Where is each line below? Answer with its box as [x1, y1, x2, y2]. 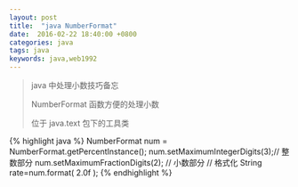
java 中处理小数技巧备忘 [30, 80, 119, 90]
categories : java [9, 37, 74, 47]
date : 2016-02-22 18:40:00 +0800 [9, 29, 138, 38]
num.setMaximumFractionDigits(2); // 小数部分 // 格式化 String [34, 158, 262, 167]
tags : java [9, 46, 50, 55]
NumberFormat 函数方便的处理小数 [30, 99, 160, 110]
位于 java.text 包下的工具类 [30, 118, 130, 128]
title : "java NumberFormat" [9, 21, 117, 30]
